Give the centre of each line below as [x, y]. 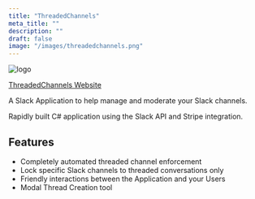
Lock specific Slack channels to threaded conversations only [122, 170]
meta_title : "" [34, 24]
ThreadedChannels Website [55, 85]
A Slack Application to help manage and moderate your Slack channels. [128, 101]
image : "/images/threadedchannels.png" [76, 46]
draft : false [30, 39]
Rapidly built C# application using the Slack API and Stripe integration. [126, 117]
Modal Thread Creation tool [66, 187]
